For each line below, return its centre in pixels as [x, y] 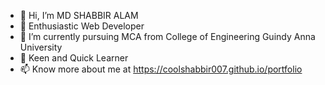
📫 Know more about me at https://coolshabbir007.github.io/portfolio [161, 69]
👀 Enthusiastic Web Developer [82, 26]
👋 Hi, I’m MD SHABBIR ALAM [79, 15]
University [41, 47]
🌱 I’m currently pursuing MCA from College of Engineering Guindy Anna [167, 36]
